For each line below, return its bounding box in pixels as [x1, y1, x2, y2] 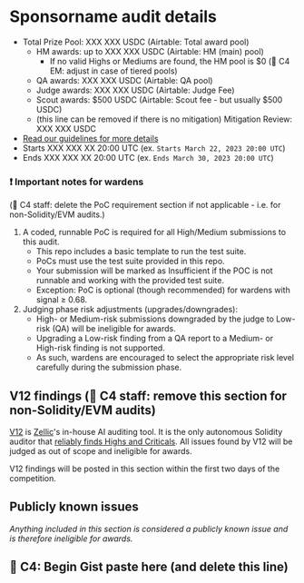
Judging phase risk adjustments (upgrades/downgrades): [22, 304, 239, 315]
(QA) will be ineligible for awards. [52, 323, 176, 334]
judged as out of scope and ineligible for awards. [9, 446, 192, 457]
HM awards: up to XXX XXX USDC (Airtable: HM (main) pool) [35, 45, 265, 56]
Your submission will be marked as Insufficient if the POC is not [35, 265, 274, 276]
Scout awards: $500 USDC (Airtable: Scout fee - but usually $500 [35, 94, 283, 105]
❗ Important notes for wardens [9, 175, 144, 188]
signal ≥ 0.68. [35, 294, 88, 305]
